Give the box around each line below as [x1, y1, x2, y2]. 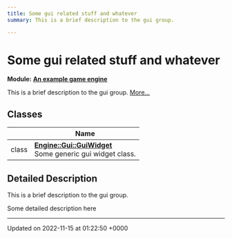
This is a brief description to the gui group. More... [7, 88, 151, 97]
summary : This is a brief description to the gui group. [7, 17, 175, 23]
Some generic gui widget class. [34, 149, 136, 159]
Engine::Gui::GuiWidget [34, 141, 113, 150]
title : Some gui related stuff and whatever [7, 10, 137, 17]
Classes [7, 108, 43, 120]
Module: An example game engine [7, 75, 108, 83]
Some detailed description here [7, 204, 97, 212]
